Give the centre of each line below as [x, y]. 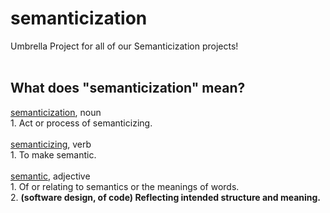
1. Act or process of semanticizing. [81, 123]
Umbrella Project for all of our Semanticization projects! [124, 46]
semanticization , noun [56, 112]
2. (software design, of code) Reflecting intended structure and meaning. [166, 197]
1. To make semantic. [53, 154]
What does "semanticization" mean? [128, 88]
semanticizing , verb [51, 144]
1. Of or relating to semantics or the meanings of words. [125, 186]
